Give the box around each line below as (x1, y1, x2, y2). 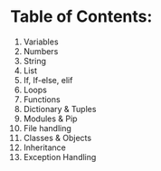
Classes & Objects (23, 132, 92, 143)
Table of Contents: (10, 6, 153, 27)
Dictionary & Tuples (23, 103, 97, 114)
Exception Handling (23, 151, 97, 162)
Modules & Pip (23, 113, 78, 124)
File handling (23, 122, 71, 133)
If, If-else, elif (23, 74, 73, 85)
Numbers (23, 45, 59, 56)
